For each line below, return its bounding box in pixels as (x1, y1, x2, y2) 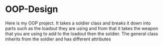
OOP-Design (5, 3, 58, 15)
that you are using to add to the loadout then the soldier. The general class (5, 30, 159, 36)
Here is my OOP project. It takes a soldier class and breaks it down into (5, 20, 151, 26)
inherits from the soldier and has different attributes (5, 36, 111, 42)
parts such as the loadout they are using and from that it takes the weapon (5, 25, 159, 31)
